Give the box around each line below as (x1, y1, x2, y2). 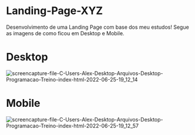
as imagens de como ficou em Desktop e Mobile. (6, 29, 125, 36)
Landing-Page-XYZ (6, 4, 103, 18)
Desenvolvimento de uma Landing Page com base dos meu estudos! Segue (6, 23, 189, 31)
